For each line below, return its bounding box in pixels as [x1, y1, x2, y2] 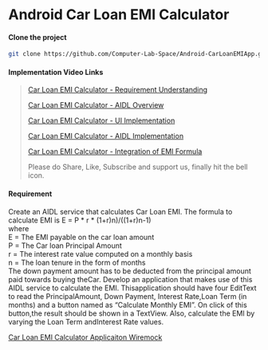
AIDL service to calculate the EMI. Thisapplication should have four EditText [8, 283, 257, 293]
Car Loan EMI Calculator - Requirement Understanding [27, 85, 208, 95]
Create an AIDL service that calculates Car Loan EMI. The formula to [8, 206, 233, 216]
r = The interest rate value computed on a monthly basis [8, 249, 193, 258]
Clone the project [8, 32, 67, 41]
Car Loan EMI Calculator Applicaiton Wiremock [8, 332, 163, 342]
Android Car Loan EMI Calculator [8, 6, 230, 24]
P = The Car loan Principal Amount [8, 241, 122, 250]
